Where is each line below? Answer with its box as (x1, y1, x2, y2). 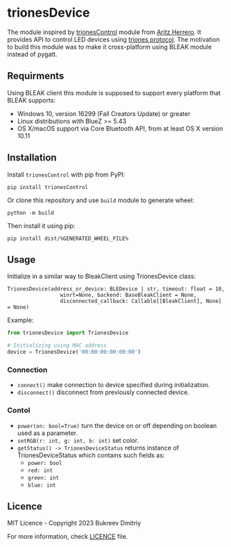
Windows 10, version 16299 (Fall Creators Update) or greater (17, 109, 191, 117)
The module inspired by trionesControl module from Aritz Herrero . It (7, 28, 201, 36)
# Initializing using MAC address (7, 342, 108, 349)
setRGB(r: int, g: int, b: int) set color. (17, 436, 139, 444)
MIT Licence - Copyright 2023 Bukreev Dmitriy (7, 519, 142, 528)
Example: (7, 316, 34, 325)
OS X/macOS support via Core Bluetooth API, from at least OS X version (17, 124, 223, 133)
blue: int (27, 482, 57, 489)
